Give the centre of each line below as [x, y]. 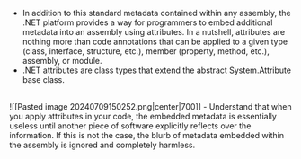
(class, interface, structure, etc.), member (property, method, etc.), [146, 51]
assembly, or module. [62, 61]
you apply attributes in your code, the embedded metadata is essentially [143, 116]
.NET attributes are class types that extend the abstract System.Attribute [157, 70]
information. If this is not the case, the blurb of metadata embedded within [147, 135]
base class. [43, 79]
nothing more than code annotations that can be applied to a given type [155, 41]
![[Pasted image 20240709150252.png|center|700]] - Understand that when [150, 106]
